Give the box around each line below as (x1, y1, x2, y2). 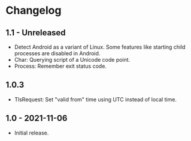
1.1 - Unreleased (5, 28, 66, 38)
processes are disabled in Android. (14, 50, 101, 57)
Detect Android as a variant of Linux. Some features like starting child (14, 43, 186, 50)
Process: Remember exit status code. (14, 62, 107, 70)
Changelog (5, 4, 62, 17)
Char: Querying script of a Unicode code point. (14, 56, 131, 63)
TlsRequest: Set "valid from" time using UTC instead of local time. (14, 95, 177, 103)
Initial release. (14, 129, 49, 136)
